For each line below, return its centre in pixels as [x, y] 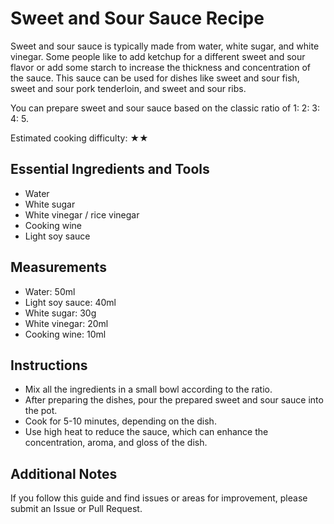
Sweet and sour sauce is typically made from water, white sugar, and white [165, 46]
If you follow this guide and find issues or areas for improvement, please [159, 498]
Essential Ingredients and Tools [110, 169]
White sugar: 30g [60, 313]
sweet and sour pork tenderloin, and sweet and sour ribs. [128, 88]
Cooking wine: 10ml [65, 334]
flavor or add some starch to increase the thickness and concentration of [161, 67]
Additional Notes [64, 473]
